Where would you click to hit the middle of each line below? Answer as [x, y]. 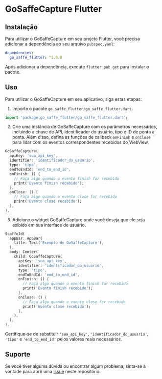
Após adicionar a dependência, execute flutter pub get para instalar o [77, 66]
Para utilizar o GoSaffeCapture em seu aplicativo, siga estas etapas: [73, 99]
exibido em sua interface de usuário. [49, 225]
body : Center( [24, 252]
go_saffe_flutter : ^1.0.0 [36, 57]
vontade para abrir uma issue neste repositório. [53, 371]
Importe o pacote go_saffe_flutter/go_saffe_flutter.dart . [72, 108]
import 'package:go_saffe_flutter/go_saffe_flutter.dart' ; [67, 117]
